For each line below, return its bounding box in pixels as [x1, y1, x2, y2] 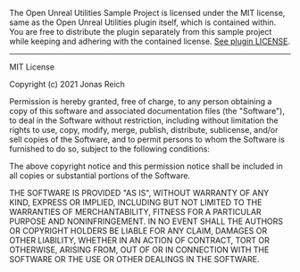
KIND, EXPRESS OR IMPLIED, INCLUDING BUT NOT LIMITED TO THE [9, 197, 262, 208]
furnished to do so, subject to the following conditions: [9, 144, 210, 154]
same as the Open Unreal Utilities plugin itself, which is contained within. [9, 17, 277, 28]
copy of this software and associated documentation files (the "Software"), [9, 106, 286, 116]
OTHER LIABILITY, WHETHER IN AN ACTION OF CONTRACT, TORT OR [9, 235, 270, 245]
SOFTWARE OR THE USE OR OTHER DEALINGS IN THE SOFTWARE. [9, 254, 260, 264]
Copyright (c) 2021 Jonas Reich [9, 79, 125, 89]
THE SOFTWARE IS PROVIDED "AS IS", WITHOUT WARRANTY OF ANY [9, 187, 270, 198]
